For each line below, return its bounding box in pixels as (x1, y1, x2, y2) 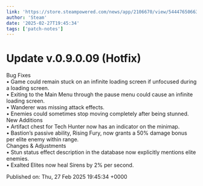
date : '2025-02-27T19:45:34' (6, 20, 80, 26)
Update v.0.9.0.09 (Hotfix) (6, 52, 141, 65)
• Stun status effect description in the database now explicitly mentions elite (6, 149, 196, 156)
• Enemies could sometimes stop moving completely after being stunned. (6, 110, 189, 118)
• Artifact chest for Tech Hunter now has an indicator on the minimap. (6, 123, 180, 130)
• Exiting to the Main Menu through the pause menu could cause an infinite (6, 91, 193, 98)
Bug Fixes (6, 72, 31, 79)
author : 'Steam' (6, 14, 47, 21)
